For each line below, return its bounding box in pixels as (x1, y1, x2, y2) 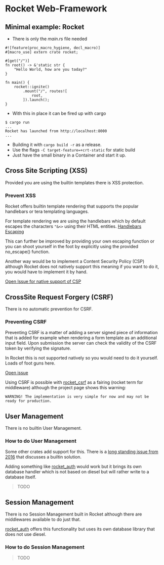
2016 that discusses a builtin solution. (5, 454, 82, 460)
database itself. (5, 474, 37, 480)
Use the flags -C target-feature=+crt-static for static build (12, 147, 135, 153)
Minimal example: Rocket (5, 23, 84, 31)
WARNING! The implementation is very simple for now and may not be (5, 394, 149, 399)
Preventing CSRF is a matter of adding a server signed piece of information (5, 330, 158, 336)
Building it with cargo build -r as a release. (12, 142, 102, 148)
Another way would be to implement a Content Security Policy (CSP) (5, 258, 145, 264)
